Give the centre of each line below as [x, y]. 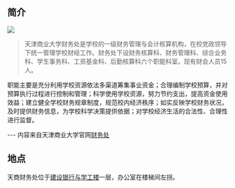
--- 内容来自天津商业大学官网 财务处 [58, 134]
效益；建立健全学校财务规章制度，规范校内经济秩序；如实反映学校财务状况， [117, 102]
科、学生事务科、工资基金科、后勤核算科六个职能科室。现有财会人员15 [126, 61]
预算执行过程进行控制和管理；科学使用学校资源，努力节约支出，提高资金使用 [117, 94]
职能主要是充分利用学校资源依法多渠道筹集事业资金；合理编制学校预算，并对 [117, 85]
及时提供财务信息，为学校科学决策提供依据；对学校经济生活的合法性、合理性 [117, 111]
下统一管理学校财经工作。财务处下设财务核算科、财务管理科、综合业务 [126, 52]
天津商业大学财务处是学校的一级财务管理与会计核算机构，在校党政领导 [126, 43]
